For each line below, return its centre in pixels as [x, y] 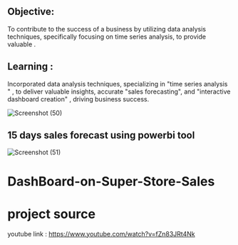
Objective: [31, 12]
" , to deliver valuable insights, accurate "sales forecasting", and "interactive [119, 91]
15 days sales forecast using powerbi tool [101, 135]
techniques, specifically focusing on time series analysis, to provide [107, 36]
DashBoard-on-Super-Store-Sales [111, 181]
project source [52, 214]
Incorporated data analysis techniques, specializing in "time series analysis [118, 84]
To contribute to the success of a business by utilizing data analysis [107, 29]
